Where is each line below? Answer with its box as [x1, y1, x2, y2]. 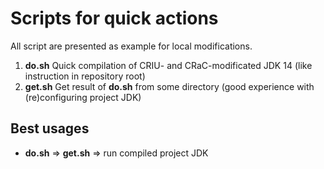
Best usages [10, 120, 90, 137]
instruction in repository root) [24, 70, 146, 82]
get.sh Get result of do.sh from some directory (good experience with [24, 80, 315, 92]
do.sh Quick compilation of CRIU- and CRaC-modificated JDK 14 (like [24, 59, 313, 71]
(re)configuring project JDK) [24, 91, 142, 103]
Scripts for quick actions [10, 7, 219, 30]
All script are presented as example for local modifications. [10, 40, 253, 52]
